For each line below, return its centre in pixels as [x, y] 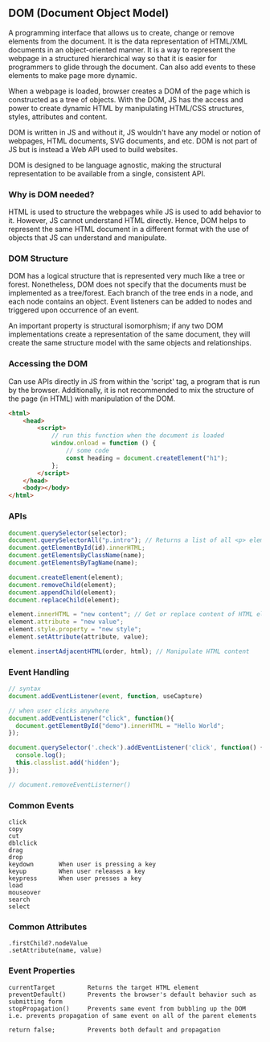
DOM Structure [38, 258]
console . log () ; [41, 755]
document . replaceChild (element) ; [64, 600]
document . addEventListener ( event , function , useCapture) [106, 696]
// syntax [25, 689]
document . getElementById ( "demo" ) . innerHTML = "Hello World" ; [120, 726]
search [19, 899]
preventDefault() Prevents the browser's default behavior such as [133, 994]
